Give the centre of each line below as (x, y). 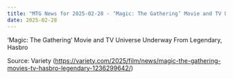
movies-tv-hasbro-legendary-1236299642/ (69, 68)
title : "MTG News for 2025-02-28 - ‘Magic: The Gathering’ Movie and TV (114, 14)
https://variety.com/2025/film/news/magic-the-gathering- (138, 60)
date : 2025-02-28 (32, 20)
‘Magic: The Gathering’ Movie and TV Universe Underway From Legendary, (115, 39)
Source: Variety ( (31, 60)
